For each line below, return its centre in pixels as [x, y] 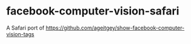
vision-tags [20, 34]
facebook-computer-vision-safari [93, 11]
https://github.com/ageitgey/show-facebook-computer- [115, 28]
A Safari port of [25, 28]
